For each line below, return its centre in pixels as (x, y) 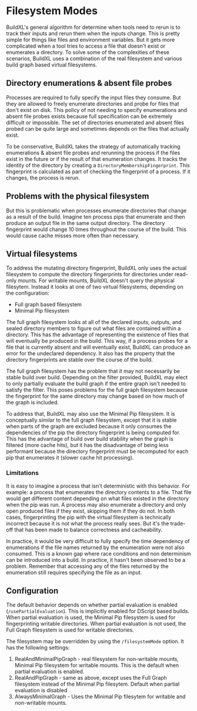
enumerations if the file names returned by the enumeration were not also (95, 547)
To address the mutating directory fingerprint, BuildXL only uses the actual (96, 268)
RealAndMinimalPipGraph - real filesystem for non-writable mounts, (97, 659)
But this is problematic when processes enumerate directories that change (96, 210)
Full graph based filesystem (48, 305)
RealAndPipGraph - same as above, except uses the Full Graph (91, 678)
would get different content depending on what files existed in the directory (98, 498)
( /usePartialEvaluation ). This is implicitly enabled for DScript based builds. (98, 611)
